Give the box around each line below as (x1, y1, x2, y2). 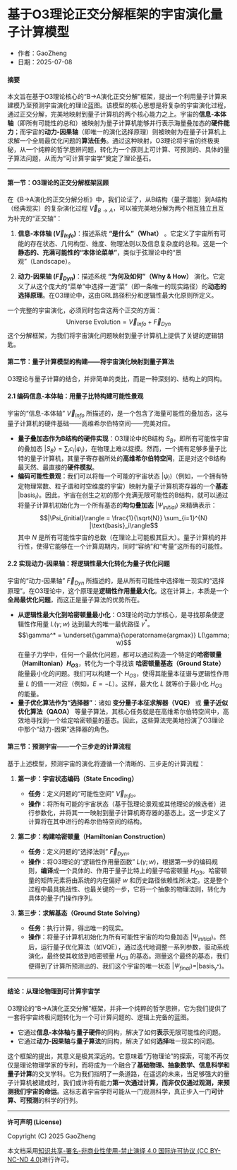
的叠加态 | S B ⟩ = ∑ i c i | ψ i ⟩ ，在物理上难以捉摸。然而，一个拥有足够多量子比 (17, 444, 227, 455)
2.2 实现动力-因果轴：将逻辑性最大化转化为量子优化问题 (7, 559, 171, 568)
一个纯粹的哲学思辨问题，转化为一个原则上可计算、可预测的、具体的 (25, 146, 224, 154)
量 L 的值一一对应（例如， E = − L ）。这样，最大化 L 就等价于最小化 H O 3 (17, 679, 223, 689)
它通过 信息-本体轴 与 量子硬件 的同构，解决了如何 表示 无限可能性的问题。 (17, 1028, 225, 1036)
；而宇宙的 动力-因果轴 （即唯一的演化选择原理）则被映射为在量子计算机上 (13, 128, 227, 136)
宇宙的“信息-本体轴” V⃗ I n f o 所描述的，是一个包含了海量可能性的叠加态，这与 (7, 409, 229, 419)
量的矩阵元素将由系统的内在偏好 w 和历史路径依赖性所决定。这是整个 (28, 876, 229, 884)
